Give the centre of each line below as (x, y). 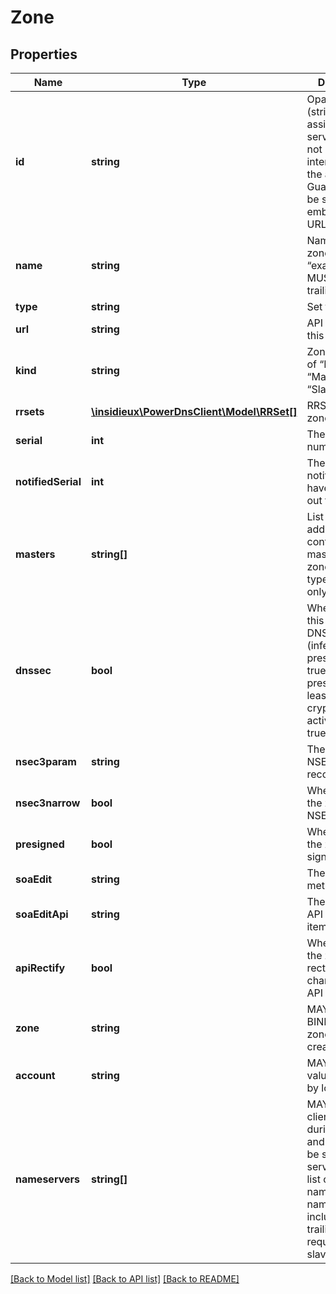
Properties (44, 54)
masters (35, 554)
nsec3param (46, 761)
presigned (40, 844)
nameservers (47, 1179)
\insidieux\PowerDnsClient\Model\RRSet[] (194, 411)
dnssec (33, 670)
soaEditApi (42, 914)
